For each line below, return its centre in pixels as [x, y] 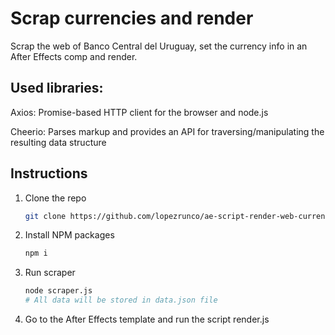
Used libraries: [57, 88]
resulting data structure [58, 142]
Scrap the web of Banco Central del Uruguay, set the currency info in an [159, 46]
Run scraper [50, 273]
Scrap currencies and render [132, 18]
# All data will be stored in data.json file [121, 300]
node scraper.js [58, 291]
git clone [45, 216]
